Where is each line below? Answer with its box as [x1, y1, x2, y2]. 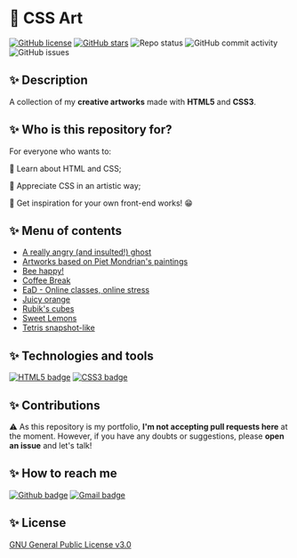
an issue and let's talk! [9, 441, 92, 450]
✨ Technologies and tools [9, 348, 154, 363]
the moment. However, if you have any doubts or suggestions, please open [9, 431, 285, 441]
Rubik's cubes [21, 303, 75, 314]
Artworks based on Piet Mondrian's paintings [21, 256, 189, 267]
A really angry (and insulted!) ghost [21, 247, 152, 257]
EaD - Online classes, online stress [21, 285, 149, 295]
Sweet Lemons [21, 313, 77, 324]
